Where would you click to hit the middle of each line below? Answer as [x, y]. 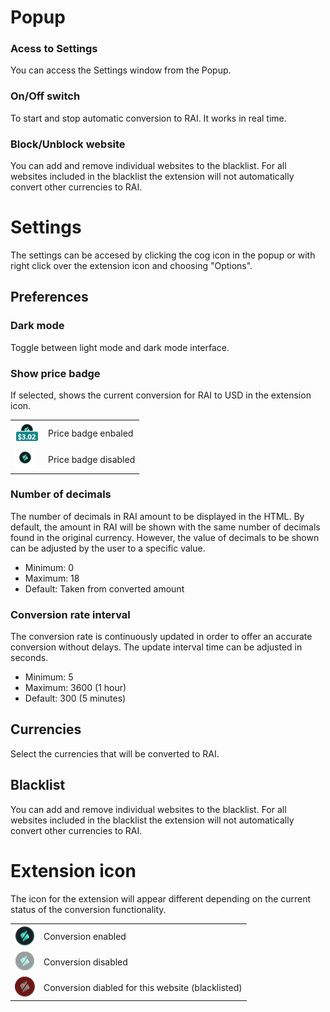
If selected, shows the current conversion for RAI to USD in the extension [161, 395]
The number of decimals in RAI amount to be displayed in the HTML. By [157, 516]
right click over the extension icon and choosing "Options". [131, 266]
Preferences [49, 297]
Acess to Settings [54, 49]
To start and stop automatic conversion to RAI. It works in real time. [148, 118]
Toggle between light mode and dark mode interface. [120, 347]
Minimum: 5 [49, 677]
